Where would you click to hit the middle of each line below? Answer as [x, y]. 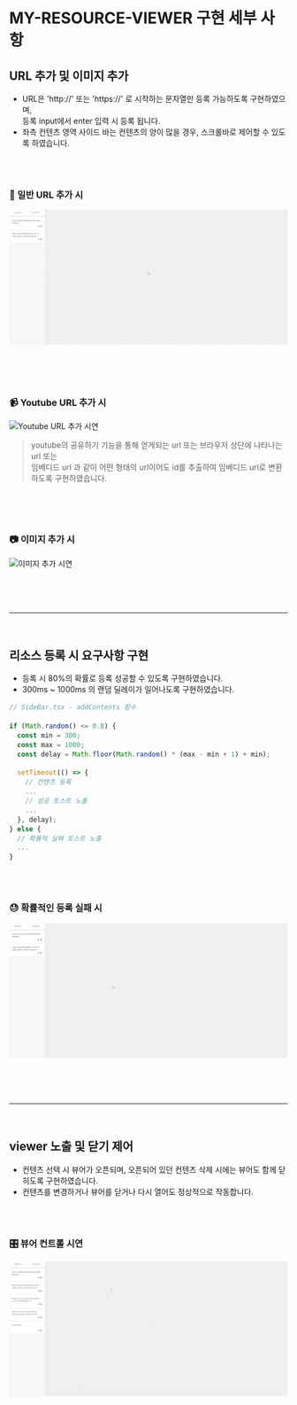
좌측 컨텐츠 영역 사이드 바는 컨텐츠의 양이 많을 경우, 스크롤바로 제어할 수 [145, 132]
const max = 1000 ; [51, 745]
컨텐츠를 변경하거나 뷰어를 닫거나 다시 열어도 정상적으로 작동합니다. [137, 1191]
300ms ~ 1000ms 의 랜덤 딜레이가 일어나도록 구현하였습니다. [128, 690]
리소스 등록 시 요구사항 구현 [79, 656]
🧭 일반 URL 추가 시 [46, 194]
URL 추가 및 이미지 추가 [69, 76]
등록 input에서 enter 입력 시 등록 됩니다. [91, 121]
